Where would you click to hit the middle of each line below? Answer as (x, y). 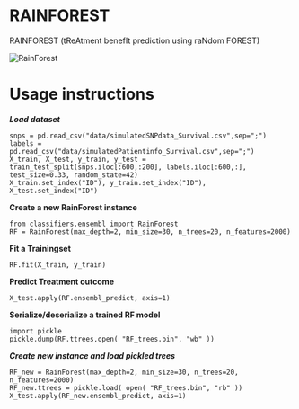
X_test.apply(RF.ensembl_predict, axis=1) (90, 298)
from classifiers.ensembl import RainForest (94, 224)
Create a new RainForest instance (73, 207)
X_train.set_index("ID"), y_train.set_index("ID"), (108, 182)
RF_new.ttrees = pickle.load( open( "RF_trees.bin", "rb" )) (126, 387)
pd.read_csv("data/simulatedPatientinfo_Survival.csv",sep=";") (132, 151)
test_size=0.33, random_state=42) (74, 175)
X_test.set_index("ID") (54, 191)
